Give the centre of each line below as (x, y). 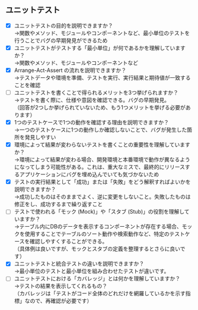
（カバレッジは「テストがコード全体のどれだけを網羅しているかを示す (100, 293)
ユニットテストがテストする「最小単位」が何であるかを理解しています (100, 48)
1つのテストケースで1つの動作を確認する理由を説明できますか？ (92, 123)
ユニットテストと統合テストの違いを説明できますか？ (79, 264)
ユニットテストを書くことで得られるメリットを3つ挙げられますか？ (96, 93)
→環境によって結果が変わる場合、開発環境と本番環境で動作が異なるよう (102, 159)
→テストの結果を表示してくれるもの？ (61, 286)
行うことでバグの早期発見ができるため (61, 40)
